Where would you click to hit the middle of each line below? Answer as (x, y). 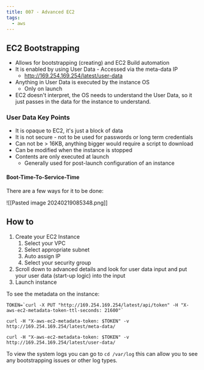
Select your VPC (45, 243)
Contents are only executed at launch (62, 157)
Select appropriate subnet (57, 249)
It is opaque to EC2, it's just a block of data (69, 131)
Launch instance (36, 282)
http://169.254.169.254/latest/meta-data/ (61, 326)
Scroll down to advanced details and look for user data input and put (101, 269)
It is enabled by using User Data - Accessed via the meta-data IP (97, 69)
